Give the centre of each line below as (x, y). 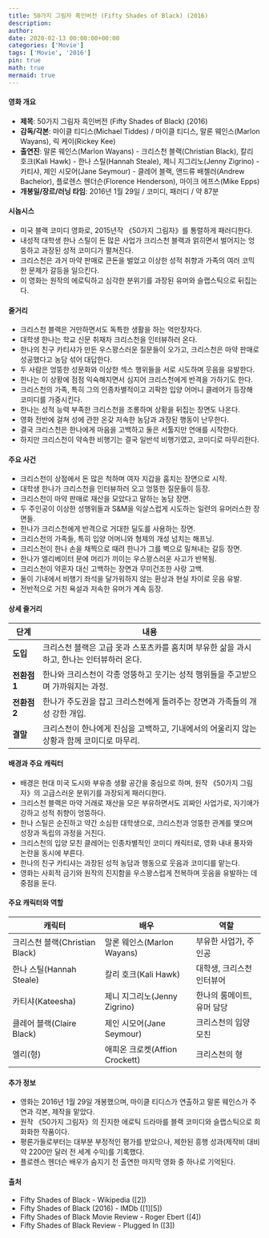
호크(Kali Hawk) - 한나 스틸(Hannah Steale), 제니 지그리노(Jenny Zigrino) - (140, 161)
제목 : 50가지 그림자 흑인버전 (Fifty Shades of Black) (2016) (114, 121)
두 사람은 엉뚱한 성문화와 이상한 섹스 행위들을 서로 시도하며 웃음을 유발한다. (137, 370)
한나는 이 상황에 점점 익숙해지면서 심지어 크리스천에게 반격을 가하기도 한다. (137, 380)
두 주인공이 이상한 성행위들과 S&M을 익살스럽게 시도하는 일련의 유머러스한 (136, 508)
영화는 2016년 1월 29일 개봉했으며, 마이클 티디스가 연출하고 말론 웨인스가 (134, 1102)
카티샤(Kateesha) (44, 1002)
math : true (26, 68)
